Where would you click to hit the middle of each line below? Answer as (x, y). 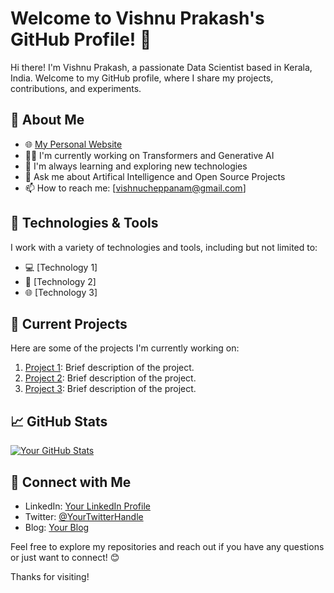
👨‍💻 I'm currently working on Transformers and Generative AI (149, 155)
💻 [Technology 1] (61, 267)
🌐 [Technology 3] (61, 292)
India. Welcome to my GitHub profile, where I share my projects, (142, 78)
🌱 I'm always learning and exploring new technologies (136, 166)
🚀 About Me (47, 120)
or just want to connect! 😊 (65, 557)
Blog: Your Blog (57, 527)
